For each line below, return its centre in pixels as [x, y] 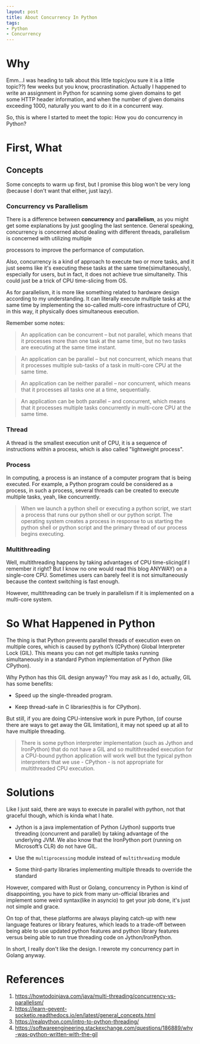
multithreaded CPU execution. [58, 768]
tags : [13, 23]
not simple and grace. [33, 907]
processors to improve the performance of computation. [76, 250]
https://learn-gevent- [41, 1009]
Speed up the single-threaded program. [64, 695]
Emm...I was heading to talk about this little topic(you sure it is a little [90, 80]
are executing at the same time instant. [68, 348]
